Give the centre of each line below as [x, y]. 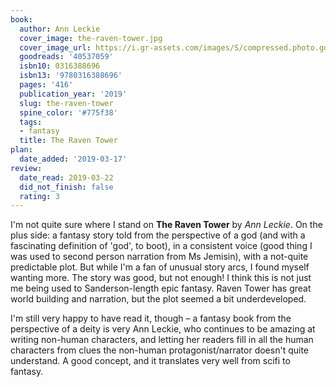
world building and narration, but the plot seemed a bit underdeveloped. [158, 299]
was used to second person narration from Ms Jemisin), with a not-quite [159, 257]
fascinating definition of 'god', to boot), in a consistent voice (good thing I [161, 246]
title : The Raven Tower [68, 141]
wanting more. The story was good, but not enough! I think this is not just [161, 278]
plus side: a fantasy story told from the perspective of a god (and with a [158, 235]
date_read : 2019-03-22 [66, 177]
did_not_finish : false [66, 187]
